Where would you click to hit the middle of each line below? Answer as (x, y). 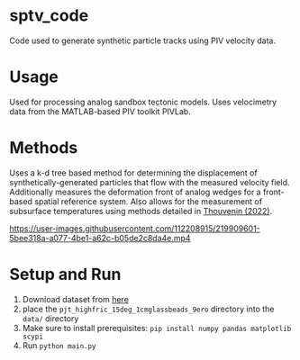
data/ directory (50, 318)
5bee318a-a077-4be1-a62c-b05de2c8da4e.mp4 (100, 238)
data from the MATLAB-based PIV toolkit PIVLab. (100, 111)
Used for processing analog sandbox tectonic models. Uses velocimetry (143, 102)
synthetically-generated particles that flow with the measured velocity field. (150, 182)
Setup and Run (65, 274)
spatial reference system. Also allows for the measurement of (149, 201)
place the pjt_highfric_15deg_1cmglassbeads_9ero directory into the (148, 309)
